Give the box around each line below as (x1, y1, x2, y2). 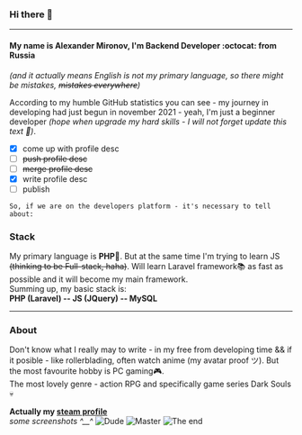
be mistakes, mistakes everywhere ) (9, 79, 141, 90)
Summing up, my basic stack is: (9, 284, 128, 295)
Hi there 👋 (9, 8, 54, 21)
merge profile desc (22, 163, 93, 174)
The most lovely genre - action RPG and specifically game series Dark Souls (9, 378, 292, 390)
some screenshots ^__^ (9, 416, 93, 427)
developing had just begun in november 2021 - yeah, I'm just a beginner (9, 106, 276, 117)
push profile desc (22, 153, 88, 164)
